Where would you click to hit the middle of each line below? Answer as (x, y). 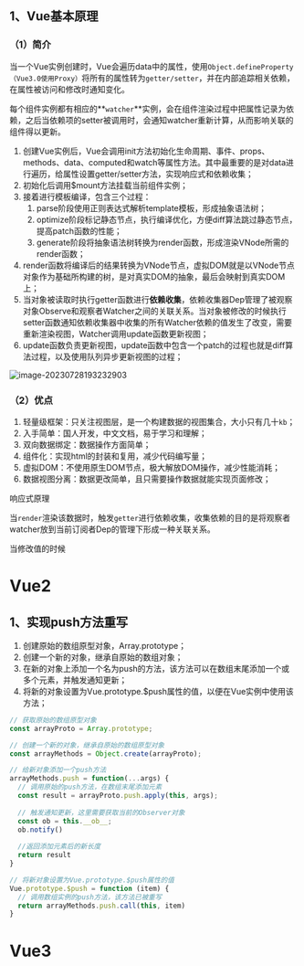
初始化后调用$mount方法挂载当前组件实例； (105, 185)
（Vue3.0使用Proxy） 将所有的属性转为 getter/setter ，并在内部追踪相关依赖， (152, 78)
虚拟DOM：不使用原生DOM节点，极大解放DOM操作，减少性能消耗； (152, 467)
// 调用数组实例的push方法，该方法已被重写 (90, 897)
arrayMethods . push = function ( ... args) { (89, 779)
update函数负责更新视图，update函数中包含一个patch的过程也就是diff (154, 345)
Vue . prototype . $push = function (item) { (89, 888)
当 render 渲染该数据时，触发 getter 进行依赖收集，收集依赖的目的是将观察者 (150, 517)
